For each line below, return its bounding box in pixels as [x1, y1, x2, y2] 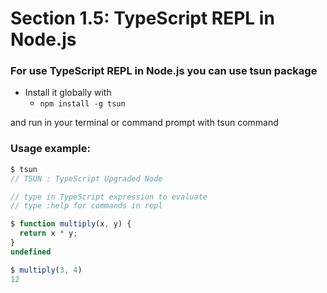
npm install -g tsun [39, 99, 126, 109]
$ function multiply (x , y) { [10, 219, 132, 229]
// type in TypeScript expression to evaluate [10, 192, 208, 202]
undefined [10, 247, 52, 257]
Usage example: [10, 142, 91, 156]
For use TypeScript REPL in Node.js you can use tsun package [10, 64, 318, 78]
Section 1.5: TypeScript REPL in [10, 7, 275, 30]
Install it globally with [24, 87, 112, 99]
